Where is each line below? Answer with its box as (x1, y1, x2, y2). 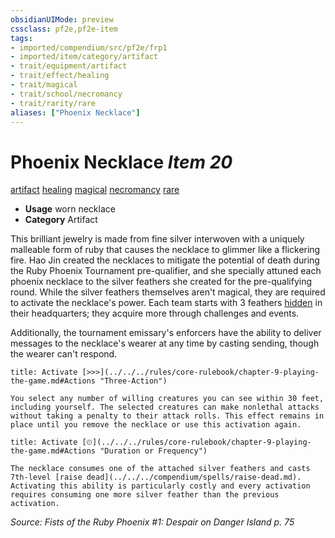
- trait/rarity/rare (10, 98, 97, 108)
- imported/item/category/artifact (10, 52, 159, 62)
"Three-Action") (99, 376, 168, 386)
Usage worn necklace (24, 203, 116, 215)
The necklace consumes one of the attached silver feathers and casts (10, 464, 311, 474)
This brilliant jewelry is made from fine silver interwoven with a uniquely (10, 233, 305, 245)
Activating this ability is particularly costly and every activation (10, 481, 311, 491)
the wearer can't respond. (10, 348, 118, 360)
